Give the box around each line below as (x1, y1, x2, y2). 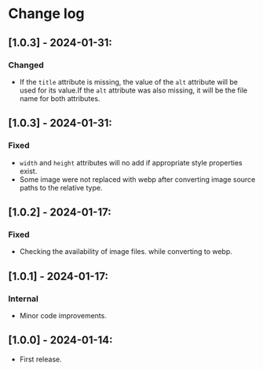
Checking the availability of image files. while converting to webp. (19, 247, 233, 256)
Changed (8, 60, 45, 71)
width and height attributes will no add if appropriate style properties (19, 158, 243, 167)
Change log (8, 5, 85, 23)
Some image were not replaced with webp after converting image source (19, 174, 256, 184)
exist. (19, 166, 38, 176)
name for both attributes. (19, 93, 100, 103)
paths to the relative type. (19, 183, 103, 192)
